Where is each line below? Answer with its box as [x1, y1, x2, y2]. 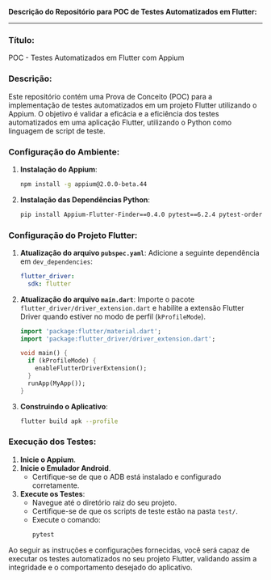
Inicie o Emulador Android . [19, 463, 111, 472]
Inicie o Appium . [19, 455, 77, 464]
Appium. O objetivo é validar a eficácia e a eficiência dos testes [8, 108, 219, 118]
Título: [8, 34, 35, 45]
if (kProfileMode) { [27, 357, 97, 365]
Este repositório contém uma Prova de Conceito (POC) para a [8, 91, 213, 101]
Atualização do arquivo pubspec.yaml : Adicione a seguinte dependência [19, 248, 260, 257]
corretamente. [31, 481, 80, 490]
